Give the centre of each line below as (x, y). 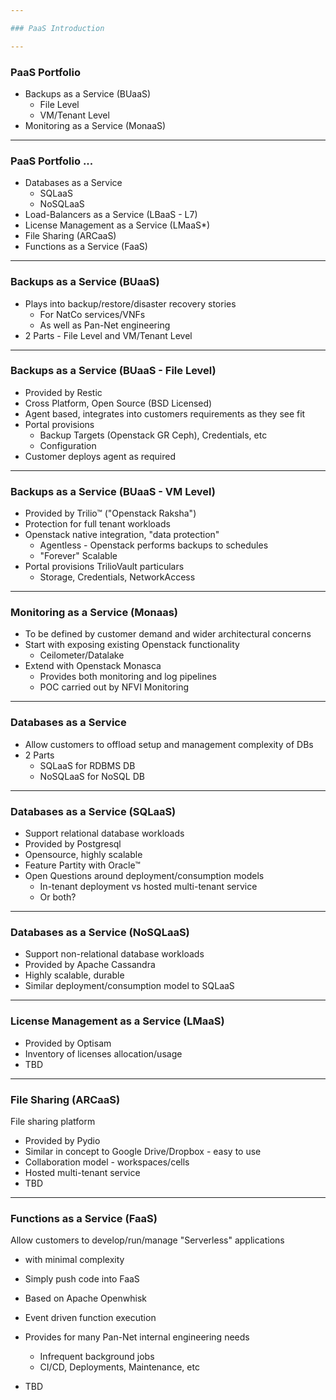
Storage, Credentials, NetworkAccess (117, 577)
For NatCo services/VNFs (92, 314)
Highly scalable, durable (74, 975)
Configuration (68, 445)
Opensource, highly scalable (83, 854)
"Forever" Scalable (78, 556)
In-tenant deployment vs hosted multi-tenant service (148, 886)
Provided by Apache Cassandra (90, 965)
